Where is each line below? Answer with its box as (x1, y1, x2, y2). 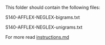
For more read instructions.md (5, 34, 69, 40)
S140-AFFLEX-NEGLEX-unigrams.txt (5, 24, 83, 30)
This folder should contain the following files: (5, 5, 100, 10)
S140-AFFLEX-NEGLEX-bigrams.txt (5, 14, 80, 20)
